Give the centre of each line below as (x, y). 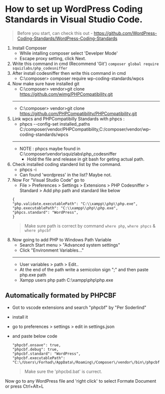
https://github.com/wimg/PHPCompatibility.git (66, 94)
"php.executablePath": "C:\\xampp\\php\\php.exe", (65, 208)
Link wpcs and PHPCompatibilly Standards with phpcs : (68, 119)
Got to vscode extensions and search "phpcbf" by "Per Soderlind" (79, 307)
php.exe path (33, 275)
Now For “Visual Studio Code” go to (48, 180)
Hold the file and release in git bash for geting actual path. (86, 159)
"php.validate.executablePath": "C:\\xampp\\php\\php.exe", (75, 204)
